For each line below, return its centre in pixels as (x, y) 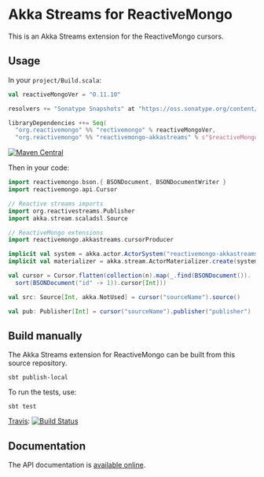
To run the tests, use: (42, 392)
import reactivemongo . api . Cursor (63, 190)
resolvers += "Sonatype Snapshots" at (71, 109)
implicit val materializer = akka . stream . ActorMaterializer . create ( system (133, 261)
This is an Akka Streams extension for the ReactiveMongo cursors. (116, 36)
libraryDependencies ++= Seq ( (58, 123)
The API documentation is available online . (77, 465)
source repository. (38, 363)
